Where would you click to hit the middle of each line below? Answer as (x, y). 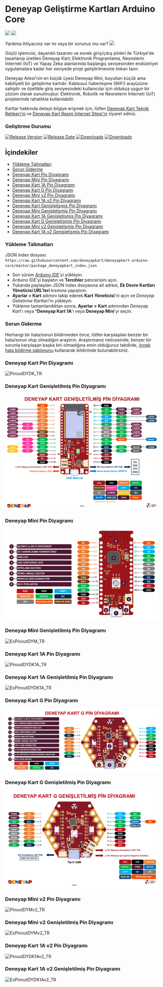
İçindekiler (21, 152)
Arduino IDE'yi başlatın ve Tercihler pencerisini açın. (65, 280)
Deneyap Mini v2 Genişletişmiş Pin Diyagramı (58, 226)
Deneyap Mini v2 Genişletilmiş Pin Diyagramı (59, 922)
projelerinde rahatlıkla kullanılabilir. (40, 99)
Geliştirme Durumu (28, 126)
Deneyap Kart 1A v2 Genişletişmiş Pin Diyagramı (60, 232)
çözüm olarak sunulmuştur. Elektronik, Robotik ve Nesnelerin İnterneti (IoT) (80, 93)
